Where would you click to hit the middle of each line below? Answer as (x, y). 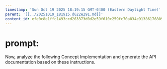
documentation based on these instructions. (50, 62)
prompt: (22, 43)
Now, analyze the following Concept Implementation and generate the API (81, 57)
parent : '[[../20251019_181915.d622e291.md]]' (54, 14)
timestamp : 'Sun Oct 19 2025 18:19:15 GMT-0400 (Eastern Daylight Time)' (83, 10)
